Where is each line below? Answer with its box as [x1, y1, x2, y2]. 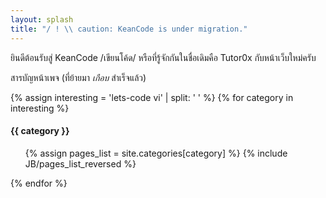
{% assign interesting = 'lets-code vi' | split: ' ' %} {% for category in [10, 91, 294, 103]
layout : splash [10, 14, 74, 25]
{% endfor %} [10, 177, 68, 189]
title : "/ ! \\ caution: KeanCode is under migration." [10, 24, 248, 34]
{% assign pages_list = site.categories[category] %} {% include [24, 147, 288, 159]
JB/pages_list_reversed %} [24, 157, 137, 170]
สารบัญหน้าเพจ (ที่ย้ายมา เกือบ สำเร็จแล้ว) [10, 71, 147, 83]
